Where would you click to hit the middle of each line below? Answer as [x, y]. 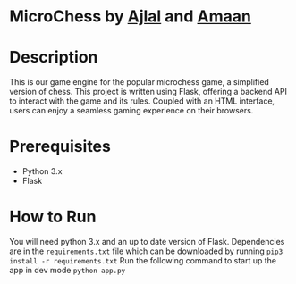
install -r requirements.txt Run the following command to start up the [143, 260]
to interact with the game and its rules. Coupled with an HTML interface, [142, 101]
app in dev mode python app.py [68, 270]
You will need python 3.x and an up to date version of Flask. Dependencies [147, 242]
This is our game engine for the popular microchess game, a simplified [140, 82]
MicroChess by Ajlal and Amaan [131, 17]
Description [54, 58]
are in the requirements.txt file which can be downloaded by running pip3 [146, 251]
